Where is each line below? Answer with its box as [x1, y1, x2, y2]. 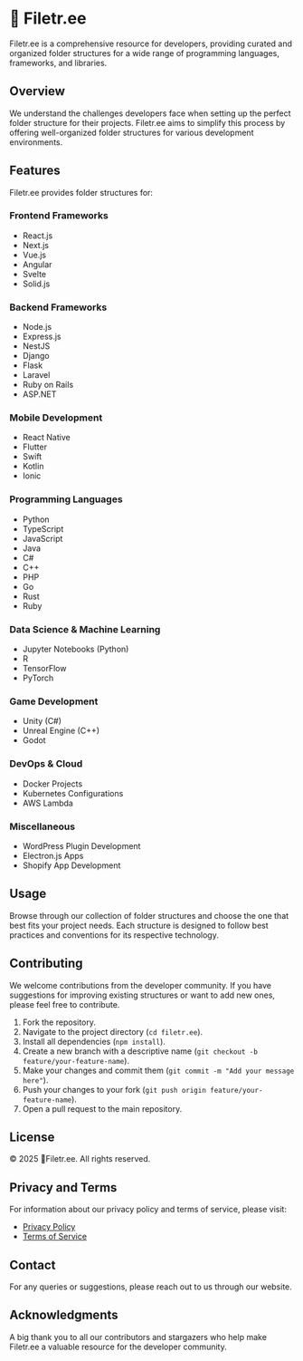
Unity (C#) [22, 716, 62, 727]
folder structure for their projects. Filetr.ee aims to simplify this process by [9, 117, 286, 128]
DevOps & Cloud [9, 758, 83, 770]
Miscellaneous [9, 820, 75, 833]
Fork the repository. [22, 1017, 97, 1028]
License [9, 1129, 55, 1144]
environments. [9, 136, 63, 148]
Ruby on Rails [22, 380, 74, 391]
